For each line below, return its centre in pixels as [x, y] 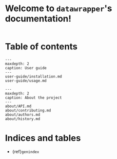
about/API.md [18, 106]
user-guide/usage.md [26, 80]
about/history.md [23, 119]
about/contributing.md [28, 110]
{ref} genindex [26, 151]
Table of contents [41, 47]
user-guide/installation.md [34, 76]
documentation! [38, 19]
